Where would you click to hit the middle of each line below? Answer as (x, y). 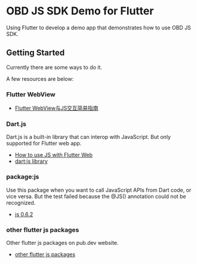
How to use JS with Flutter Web (53, 155)
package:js (23, 177)
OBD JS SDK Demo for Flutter (80, 11)
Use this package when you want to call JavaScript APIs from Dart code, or (99, 190)
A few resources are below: (40, 78)
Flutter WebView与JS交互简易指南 (56, 108)
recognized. (21, 202)
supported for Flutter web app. (44, 143)
